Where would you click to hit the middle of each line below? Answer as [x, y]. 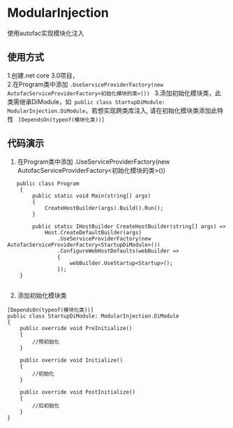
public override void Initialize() [72, 360]
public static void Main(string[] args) [92, 196]
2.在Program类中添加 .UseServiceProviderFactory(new [85, 84]
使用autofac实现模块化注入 [46, 33]
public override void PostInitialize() [78, 392]
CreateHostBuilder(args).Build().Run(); [104, 208]
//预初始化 [46, 342]
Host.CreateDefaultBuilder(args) [93, 232]
